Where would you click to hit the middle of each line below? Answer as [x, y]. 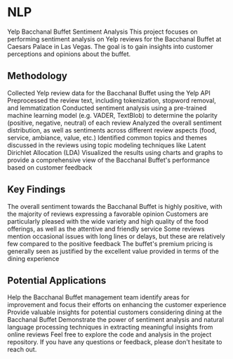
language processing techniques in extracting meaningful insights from [110, 327]
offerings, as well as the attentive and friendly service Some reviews [106, 229]
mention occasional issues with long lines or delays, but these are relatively [116, 236]
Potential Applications [57, 280]
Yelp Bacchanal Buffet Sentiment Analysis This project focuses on [102, 32]
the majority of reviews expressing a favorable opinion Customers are [108, 214]
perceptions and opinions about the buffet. [69, 54]
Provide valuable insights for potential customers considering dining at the [115, 312]
